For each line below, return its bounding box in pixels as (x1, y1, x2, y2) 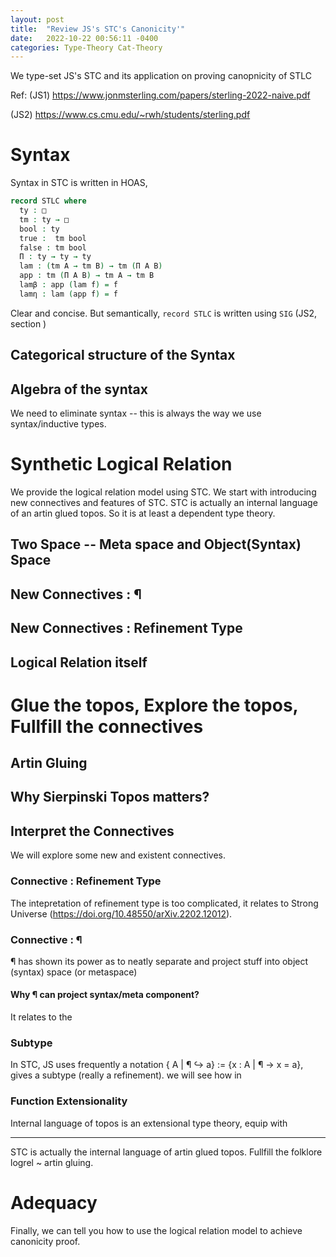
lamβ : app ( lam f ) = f (19, 280, 118, 290)
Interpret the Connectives (10, 822, 175, 840)
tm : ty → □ (19, 214, 70, 225)
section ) (10, 317, 47, 330)
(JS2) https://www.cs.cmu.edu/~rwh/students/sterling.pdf (10, 109, 251, 121)
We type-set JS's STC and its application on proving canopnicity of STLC (10, 70, 313, 82)
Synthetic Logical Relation (10, 453, 233, 476)
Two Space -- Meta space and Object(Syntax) (10, 536, 302, 553)
